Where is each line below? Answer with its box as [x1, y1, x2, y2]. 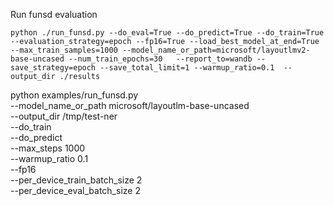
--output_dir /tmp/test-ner [10, 110, 118, 122]
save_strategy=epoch [10, 63, 97, 73]
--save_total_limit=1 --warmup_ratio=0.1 [99, 63, 275, 73]
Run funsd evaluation [10, 9, 98, 20]
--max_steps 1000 [10, 142, 86, 154]
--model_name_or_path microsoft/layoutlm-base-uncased [10, 100, 250, 111]
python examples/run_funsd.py [10, 89, 139, 101]
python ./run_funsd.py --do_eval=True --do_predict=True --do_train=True [10, 28, 325, 38]
